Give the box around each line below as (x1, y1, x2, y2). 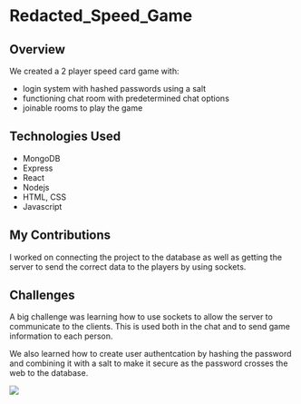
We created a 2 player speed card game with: (9, 65, 180, 76)
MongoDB (22, 153, 61, 163)
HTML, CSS (22, 192, 66, 202)
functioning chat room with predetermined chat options (22, 93, 229, 103)
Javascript (22, 201, 63, 212)
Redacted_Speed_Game (9, 5, 193, 26)
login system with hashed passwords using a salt (22, 84, 207, 94)
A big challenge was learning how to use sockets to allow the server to (9, 311, 274, 322)
